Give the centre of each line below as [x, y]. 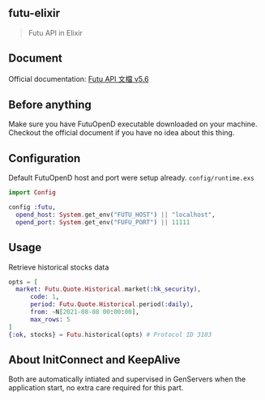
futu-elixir [34, 13]
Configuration [45, 158]
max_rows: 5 [50, 319]
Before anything [50, 105]
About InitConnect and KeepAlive [94, 360]
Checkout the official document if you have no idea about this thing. [122, 133]
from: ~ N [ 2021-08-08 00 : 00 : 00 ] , [84, 312]
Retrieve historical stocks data [59, 267]
